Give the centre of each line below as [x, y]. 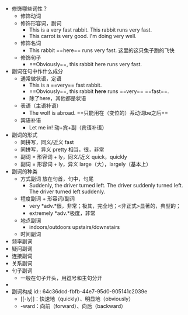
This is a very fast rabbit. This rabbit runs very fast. [90, 30]
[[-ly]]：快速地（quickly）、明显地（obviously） [77, 299]
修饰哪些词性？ [29, 8]
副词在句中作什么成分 [37, 71]
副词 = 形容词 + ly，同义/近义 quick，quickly [74, 157]
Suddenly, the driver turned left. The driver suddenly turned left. [106, 185]
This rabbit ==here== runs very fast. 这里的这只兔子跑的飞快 [102, 50]
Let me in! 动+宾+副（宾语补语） [68, 127]
